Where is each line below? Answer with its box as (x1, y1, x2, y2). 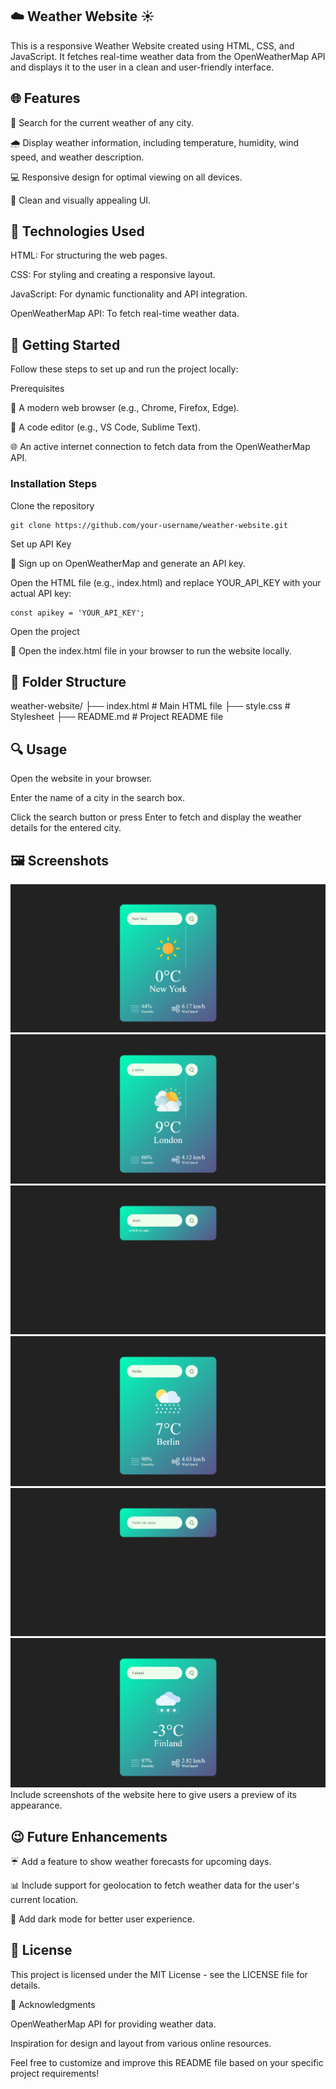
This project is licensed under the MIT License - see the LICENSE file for (10, 1968, 308, 1980)
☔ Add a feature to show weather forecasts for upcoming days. (10, 1855, 272, 1867)
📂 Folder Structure (10, 673, 127, 690)
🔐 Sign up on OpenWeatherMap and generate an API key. (10, 557, 246, 569)
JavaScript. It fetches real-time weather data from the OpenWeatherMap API (10, 50, 326, 62)
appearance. (10, 1799, 63, 1812)
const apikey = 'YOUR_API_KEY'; (10, 608, 145, 618)
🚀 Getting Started (10, 336, 121, 353)
